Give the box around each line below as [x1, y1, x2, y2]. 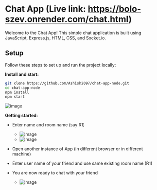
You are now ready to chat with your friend [12, 170, 98, 176]
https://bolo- [87, 3, 141, 15]
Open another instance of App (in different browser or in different [12, 146, 143, 152]
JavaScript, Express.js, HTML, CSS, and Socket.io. [5, 35, 106, 41]
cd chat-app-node [5, 85, 40, 90]
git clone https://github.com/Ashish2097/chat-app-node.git [5, 81, 130, 86]
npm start [5, 94, 25, 99]
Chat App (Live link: [5, 3, 86, 15]
